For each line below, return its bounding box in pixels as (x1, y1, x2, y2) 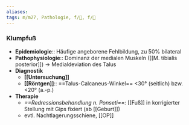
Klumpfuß (6, 34, 37, 43)
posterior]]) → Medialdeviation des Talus (14, 61, 117, 68)
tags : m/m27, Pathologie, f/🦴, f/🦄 (6, 14, 96, 20)
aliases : (6, 8, 28, 15)
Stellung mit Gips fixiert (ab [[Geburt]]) (24, 105, 121, 112)
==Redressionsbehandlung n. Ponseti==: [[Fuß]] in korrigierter (24, 99, 180, 106)
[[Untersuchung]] (24, 73, 69, 81)
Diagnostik (14, 67, 43, 74)
